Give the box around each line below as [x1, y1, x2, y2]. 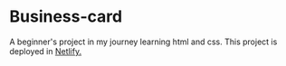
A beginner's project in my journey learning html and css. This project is [9, 36, 278, 47]
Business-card [9, 6, 123, 27]
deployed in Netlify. [9, 45, 82, 56]
